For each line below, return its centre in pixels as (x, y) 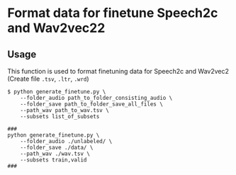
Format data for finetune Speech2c (113, 13)
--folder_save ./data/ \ (57, 147)
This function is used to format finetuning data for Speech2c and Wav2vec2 (118, 71)
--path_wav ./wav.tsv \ (55, 154)
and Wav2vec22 (56, 28)
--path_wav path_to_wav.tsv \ (65, 111)
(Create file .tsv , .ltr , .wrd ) (49, 79)
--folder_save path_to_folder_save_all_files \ (91, 104)
